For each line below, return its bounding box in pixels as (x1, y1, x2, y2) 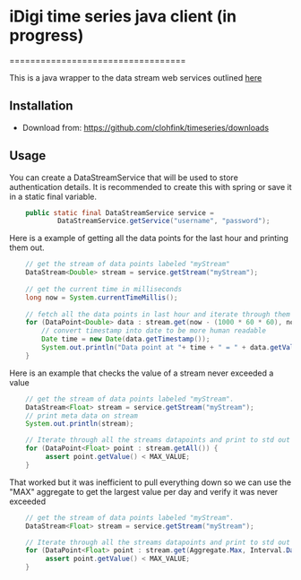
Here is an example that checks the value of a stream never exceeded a (9, 368, 274, 378)
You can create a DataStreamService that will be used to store (9, 172, 239, 183)
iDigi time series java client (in (9, 6, 237, 27)
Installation (9, 99, 73, 114)
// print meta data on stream (25, 411, 139, 420)
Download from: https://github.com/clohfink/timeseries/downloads (21, 122, 270, 133)
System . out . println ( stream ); (25, 420, 134, 429)
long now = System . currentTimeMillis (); (25, 293, 178, 302)
